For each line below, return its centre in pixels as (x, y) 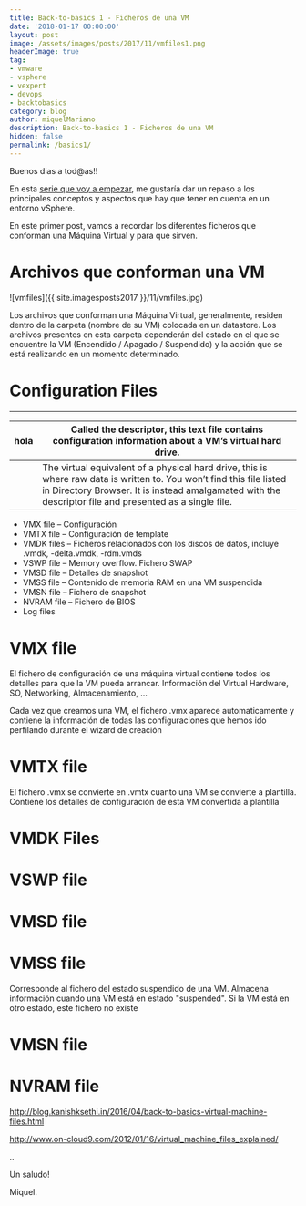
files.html (27, 1121)
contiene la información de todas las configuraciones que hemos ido (138, 720)
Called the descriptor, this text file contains (167, 429)
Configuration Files (83, 391)
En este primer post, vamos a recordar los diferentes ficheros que (133, 225)
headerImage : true (44, 52)
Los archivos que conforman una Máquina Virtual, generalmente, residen (146, 314)
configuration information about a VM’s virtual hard (167, 440)
